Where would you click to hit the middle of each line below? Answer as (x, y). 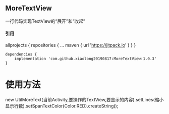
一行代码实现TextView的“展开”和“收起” (45, 21)
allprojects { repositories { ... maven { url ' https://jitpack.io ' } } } (71, 45)
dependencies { (21, 54)
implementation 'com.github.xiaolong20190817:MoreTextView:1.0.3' (86, 59)
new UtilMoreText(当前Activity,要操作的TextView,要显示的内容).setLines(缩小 (84, 99)
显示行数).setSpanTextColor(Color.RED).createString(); (62, 106)
